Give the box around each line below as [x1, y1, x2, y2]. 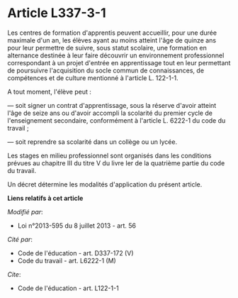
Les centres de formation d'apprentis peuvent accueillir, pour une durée [7, 28, 217, 37]
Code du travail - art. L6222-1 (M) [17, 256, 117, 265]
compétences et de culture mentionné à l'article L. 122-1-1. [7, 73, 178, 82]
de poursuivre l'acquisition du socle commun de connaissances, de [7, 66, 204, 74]
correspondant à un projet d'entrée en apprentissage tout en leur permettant [7, 58, 231, 67]
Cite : [7, 270, 21, 278]
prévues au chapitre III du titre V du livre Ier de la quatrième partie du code [7, 158, 225, 167]
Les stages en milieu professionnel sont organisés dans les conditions [7, 151, 212, 160]
